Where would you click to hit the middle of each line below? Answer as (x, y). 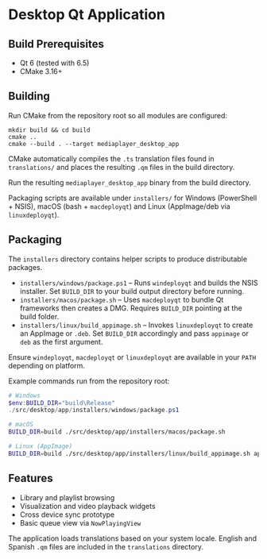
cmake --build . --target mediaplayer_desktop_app (94, 144)
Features (31, 478)
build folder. (39, 316)
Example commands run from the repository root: (89, 381)
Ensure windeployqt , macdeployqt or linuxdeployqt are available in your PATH (132, 357)
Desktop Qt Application (87, 15)
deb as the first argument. (61, 341)
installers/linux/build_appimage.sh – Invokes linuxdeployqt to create (136, 325)
